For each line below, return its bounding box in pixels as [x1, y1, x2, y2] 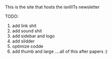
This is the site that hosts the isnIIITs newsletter [5, 4, 100, 10]
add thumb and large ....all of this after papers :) [12, 48, 108, 54]
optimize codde [12, 44, 44, 49]
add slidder [12, 38, 35, 44]
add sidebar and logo [12, 33, 55, 39]
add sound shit [12, 28, 42, 33]
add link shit [12, 23, 37, 29]
